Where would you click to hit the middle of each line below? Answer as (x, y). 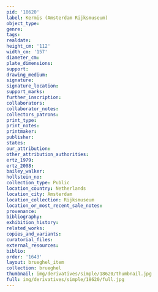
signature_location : (33, 86)
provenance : (21, 211)
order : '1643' (24, 257)
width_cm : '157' (27, 52)
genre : (15, 29)
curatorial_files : (30, 239)
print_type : (21, 120)
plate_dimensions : (30, 63)
